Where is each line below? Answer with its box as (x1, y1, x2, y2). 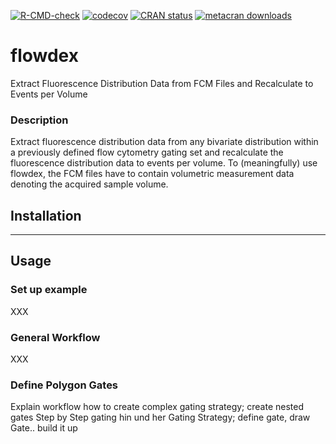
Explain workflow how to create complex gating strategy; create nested (10, 401, 305, 413)
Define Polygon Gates (10, 378, 119, 392)
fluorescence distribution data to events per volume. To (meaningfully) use (10, 157, 318, 169)
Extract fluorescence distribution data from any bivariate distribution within (10, 136, 319, 148)
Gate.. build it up (10, 422, 78, 434)
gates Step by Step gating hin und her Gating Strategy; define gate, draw (10, 411, 311, 424)
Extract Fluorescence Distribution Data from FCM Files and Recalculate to (10, 77, 314, 89)
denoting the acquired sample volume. (10, 178, 169, 190)
